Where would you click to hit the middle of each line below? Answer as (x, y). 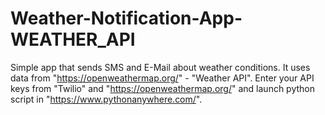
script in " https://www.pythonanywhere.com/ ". (106, 99)
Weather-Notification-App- (126, 18)
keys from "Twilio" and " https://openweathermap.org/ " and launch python (163, 88)
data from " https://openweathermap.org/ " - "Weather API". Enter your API (162, 78)
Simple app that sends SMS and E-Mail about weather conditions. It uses (160, 67)
